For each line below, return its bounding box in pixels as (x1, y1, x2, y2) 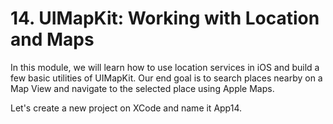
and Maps (10, 28, 95, 51)
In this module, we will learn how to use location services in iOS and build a (10, 61, 320, 73)
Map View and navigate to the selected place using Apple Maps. (10, 82, 275, 94)
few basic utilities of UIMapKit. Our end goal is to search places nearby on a (10, 72, 323, 84)
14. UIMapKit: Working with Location (10, 7, 320, 30)
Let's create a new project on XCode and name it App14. (10, 102, 243, 114)
